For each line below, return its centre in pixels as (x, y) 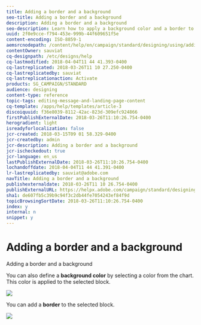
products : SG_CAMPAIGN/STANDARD (46, 84)
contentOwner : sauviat (34, 51)
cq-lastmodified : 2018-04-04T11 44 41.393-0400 (67, 62)
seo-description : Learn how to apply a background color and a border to (100, 28)
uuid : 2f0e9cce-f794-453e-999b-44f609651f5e (63, 34)
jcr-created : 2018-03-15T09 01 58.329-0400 (61, 134)
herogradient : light (32, 123)
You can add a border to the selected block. (60, 304)
